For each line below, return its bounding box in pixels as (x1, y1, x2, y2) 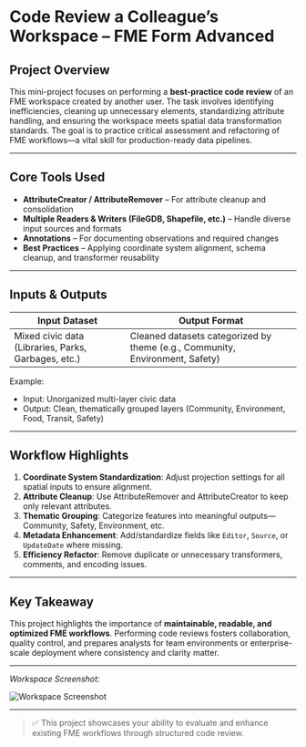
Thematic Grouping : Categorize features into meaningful (22, 511, 238, 522)
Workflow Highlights (9, 448, 129, 463)
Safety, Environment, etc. (69, 520, 166, 531)
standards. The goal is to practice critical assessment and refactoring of (9, 125, 280, 136)
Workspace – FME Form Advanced (9, 26, 275, 47)
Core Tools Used (9, 170, 106, 185)
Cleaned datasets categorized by (129, 329, 272, 342)
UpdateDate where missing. (22, 540, 124, 551)
